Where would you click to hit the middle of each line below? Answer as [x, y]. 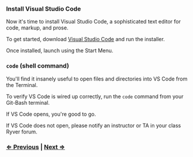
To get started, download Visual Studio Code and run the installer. [86, 39]
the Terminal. [22, 85]
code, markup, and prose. [37, 28]
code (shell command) [38, 66]
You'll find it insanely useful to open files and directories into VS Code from [97, 79]
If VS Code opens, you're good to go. [51, 114]
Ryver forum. [22, 132]
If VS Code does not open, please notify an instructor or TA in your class [94, 125]
